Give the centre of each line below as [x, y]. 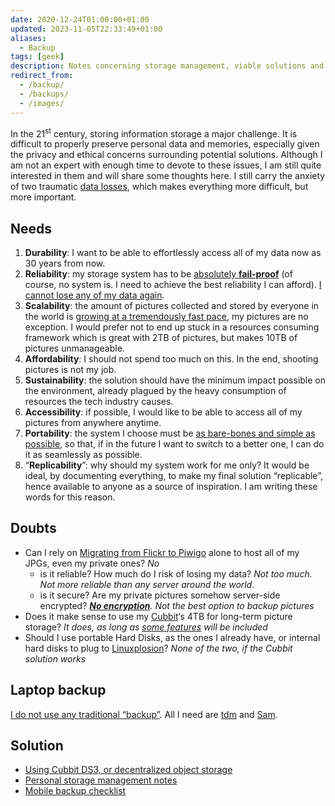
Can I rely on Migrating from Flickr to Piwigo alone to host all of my [162, 552]
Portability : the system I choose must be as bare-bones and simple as [170, 433]
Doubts [33, 528]
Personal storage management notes [101, 780]
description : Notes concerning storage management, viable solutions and [167, 66]
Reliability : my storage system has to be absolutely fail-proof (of [158, 273]
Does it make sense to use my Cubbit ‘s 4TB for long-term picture [158, 616]
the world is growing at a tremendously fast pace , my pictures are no [166, 316]
